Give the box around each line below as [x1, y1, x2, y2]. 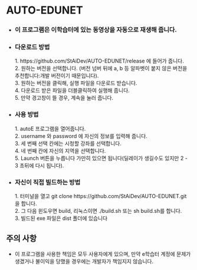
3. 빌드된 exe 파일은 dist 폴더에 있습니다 [14, 215, 108, 222]
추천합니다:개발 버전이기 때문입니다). [14, 72, 99, 80]
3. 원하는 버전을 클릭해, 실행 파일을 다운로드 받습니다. [14, 80, 137, 87]
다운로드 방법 [14, 43, 50, 51]
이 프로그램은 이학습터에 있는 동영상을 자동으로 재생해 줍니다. [14, 26, 177, 34]
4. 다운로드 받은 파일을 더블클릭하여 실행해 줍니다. [14, 87, 130, 94]
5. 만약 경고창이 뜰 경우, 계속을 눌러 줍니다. [14, 94, 114, 101]
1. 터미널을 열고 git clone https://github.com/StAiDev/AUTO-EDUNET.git [14, 193, 187, 199]
